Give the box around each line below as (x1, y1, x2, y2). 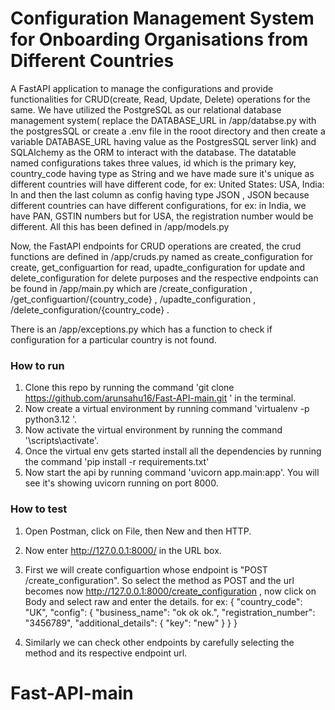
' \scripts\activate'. (24, 435, 100, 447)
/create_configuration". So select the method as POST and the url (24, 574, 295, 586)
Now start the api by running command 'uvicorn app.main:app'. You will (24, 467, 320, 479)
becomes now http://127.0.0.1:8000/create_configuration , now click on (24, 585, 317, 597)
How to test (10, 502, 68, 516)
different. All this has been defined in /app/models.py (10, 220, 230, 232)
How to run (10, 358, 65, 372)
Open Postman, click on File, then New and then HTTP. (24, 525, 252, 537)
